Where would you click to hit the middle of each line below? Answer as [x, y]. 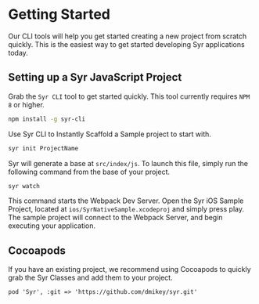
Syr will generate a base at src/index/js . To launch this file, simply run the [128, 163]
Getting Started [59, 14]
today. [18, 52]
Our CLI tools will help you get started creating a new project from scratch [128, 36]
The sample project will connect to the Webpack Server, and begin [115, 218]
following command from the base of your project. [89, 172]
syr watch [24, 186]
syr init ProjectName [43, 148]
